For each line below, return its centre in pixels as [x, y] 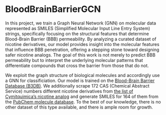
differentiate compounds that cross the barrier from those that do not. [77, 65]
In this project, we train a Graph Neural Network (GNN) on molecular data [81, 23]
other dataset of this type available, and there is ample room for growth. [79, 107]
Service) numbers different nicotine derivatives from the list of [69, 91]
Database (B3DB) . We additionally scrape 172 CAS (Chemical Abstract [77, 85]
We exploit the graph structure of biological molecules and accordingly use [82, 75]
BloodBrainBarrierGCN [53, 9]
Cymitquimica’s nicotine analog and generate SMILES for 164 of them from [82, 96]
